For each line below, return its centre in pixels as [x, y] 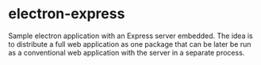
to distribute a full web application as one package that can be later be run [130, 44]
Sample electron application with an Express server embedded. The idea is [130, 36]
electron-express [67, 14]
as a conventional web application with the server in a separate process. [127, 52]
